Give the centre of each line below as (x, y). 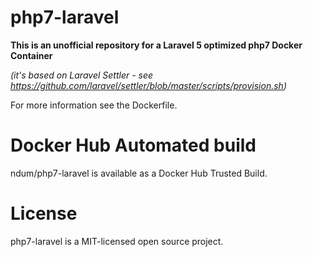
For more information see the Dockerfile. (94, 105)
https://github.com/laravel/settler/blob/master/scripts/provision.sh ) (148, 85)
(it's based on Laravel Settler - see (82, 75)
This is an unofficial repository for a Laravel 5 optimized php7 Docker (156, 45)
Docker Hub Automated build (133, 145)
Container (31, 55)
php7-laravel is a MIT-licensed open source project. (117, 241)
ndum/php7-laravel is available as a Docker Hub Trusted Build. (139, 173)
